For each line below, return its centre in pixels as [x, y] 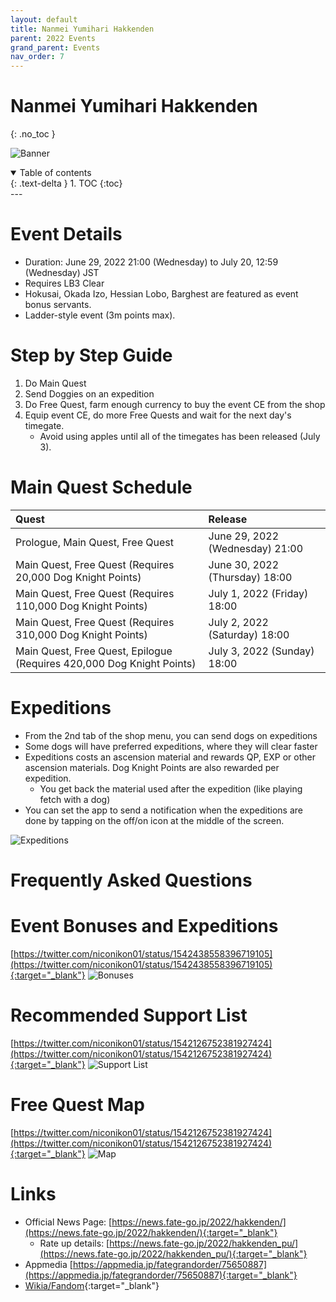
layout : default [44, 19]
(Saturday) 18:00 [249, 634]
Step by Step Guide [91, 355]
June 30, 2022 [244, 564]
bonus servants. [58, 304]
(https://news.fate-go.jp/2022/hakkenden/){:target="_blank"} [151, 1232]
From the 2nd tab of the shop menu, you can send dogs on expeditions [171, 735]
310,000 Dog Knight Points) [81, 634]
